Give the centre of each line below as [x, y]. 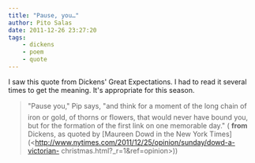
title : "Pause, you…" [44, 15]
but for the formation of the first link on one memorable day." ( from [137, 125]
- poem [33, 52]
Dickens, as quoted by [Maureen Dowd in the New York [117, 134]
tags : [17, 37]
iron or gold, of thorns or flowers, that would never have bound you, [138, 117]
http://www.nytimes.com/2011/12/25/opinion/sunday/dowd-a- [135, 142]
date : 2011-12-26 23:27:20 [52, 30]
